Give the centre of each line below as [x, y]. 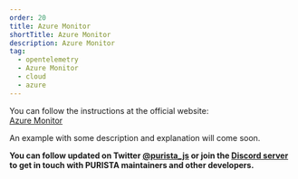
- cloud [32, 77]
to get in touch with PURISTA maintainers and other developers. [132, 165]
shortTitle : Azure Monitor [60, 34]
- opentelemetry [48, 60]
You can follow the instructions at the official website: [109, 110]
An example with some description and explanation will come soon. [135, 137]
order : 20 [28, 18]
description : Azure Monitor [62, 43]
